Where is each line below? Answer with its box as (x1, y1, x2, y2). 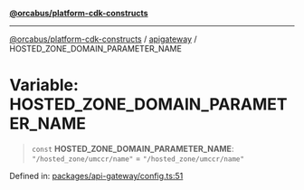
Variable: (9, 75, 80, 96)
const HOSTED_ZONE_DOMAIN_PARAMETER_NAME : (31, 143, 234, 154)
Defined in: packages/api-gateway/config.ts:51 (9, 170, 184, 181)
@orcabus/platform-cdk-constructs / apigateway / (9, 33, 197, 44)
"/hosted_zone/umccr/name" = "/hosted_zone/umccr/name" (31, 153, 244, 164)
